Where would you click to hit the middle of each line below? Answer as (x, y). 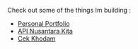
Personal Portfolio (44, 23)
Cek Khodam (36, 38)
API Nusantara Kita (45, 31)
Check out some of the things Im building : (69, 10)
